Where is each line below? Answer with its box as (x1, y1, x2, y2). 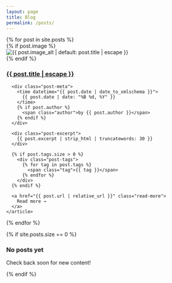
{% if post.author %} (17, 104, 70, 110)
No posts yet (6, 245, 44, 254)
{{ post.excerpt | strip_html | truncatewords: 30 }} (17, 135, 153, 142)
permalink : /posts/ (6, 20, 55, 26)
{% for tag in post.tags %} (21, 161, 92, 167)
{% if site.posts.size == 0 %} (6, 231, 77, 238)
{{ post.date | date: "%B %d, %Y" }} (21, 94, 116, 100)
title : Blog (6, 14, 36, 20)
